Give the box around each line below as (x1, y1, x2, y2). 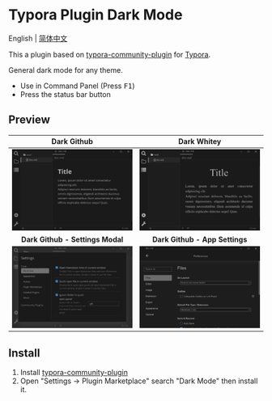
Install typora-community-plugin (19, 368, 128, 378)
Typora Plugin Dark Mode (8, 6, 183, 24)
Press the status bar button (19, 89, 112, 99)
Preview (8, 113, 51, 127)
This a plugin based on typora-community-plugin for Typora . (8, 49, 211, 59)
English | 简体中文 (8, 33, 68, 43)
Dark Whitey (177, 137, 222, 146)
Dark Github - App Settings (152, 234, 248, 244)
